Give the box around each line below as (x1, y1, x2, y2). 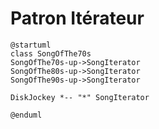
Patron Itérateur (10, 7, 145, 30)
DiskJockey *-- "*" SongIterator (10, 92, 150, 102)
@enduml (10, 110, 43, 120)
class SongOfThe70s (10, 48, 92, 59)
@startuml (10, 40, 52, 50)
